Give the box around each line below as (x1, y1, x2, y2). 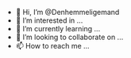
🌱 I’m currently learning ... (15, 24, 101, 33)
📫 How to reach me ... (15, 42, 90, 50)
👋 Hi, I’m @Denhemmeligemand (15, 8, 120, 16)
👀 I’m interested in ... (15, 16, 83, 25)
